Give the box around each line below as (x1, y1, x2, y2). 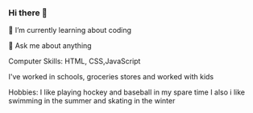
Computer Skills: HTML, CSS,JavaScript (8, 56, 141, 67)
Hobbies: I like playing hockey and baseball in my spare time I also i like (8, 87, 246, 97)
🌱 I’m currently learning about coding (8, 26, 131, 35)
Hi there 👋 (8, 7, 48, 18)
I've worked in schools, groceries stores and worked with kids (8, 72, 214, 82)
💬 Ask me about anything (8, 41, 92, 50)
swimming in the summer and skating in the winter (8, 96, 176, 106)
